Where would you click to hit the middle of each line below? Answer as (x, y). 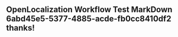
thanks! (21, 28)
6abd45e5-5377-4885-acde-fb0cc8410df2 (89, 19)
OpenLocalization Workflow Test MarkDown (89, 10)
